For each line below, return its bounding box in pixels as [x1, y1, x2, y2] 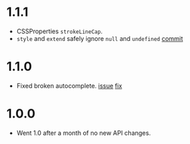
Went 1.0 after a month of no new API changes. [16, 129, 151, 137]
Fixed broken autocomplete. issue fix [16, 81, 123, 90]
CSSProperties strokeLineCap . [16, 27, 103, 35]
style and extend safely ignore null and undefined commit [16, 34, 183, 42]
